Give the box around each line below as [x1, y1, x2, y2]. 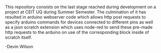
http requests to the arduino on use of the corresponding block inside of [5, 30, 149, 35]
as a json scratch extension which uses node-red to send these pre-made [5, 24, 153, 30]
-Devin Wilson [5, 44, 33, 49]
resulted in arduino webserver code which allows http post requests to [5, 14, 146, 20]
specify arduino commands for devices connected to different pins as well [5, 19, 154, 25]
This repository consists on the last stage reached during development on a [5, 4, 156, 10]
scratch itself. [5, 34, 32, 40]
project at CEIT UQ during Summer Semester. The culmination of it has [5, 9, 146, 15]
